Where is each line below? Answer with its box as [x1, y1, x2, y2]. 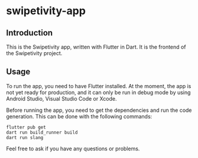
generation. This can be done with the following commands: [6, 112, 152, 120]
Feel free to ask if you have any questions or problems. [6, 145, 140, 152]
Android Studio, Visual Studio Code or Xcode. [6, 95, 117, 102]
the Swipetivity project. [6, 50, 63, 57]
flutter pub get [6, 124, 46, 130]
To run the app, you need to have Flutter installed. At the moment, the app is [6, 82, 191, 89]
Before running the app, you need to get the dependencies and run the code [6, 107, 192, 114]
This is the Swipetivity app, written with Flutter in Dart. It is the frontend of [6, 43, 186, 50]
